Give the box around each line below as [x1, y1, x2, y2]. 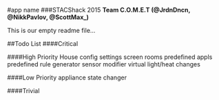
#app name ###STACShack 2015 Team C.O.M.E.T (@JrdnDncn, [7, 6, 191, 14]
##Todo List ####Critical [7, 40, 79, 47]
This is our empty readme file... [7, 27, 96, 34]
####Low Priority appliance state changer [7, 73, 127, 82]
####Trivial [7, 87, 40, 95]
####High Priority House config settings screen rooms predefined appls [7, 53, 213, 61]
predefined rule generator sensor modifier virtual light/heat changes [7, 60, 201, 68]
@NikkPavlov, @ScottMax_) [7, 13, 90, 21]
